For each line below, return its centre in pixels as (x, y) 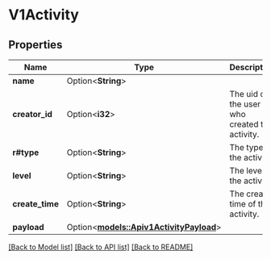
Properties (35, 45)
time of (243, 204)
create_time (35, 204)
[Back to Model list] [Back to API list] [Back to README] (101, 247)
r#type (26, 152)
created (244, 124)
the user (245, 104)
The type (246, 147)
